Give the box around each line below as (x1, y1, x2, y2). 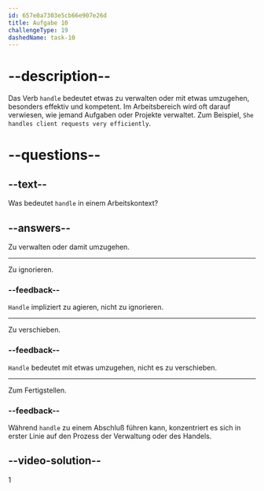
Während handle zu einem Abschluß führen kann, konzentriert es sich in (8, 422, 241, 432)
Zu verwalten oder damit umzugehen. (8, 242, 130, 251)
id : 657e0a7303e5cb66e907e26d (8, 11, 108, 20)
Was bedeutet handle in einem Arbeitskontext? (8, 199, 159, 208)
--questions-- (8, 147, 101, 164)
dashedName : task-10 (8, 33, 76, 42)
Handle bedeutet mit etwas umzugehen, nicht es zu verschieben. (8, 363, 218, 372)
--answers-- (8, 221, 71, 235)
